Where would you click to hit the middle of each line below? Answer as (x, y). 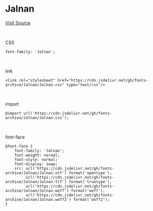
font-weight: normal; (37, 155)
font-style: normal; (36, 160)
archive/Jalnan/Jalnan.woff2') (38, 199)
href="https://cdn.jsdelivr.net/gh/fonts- (103, 80)
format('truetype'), (90, 182)
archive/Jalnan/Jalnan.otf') (36, 173)
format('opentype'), (90, 173)
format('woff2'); (91, 199)
